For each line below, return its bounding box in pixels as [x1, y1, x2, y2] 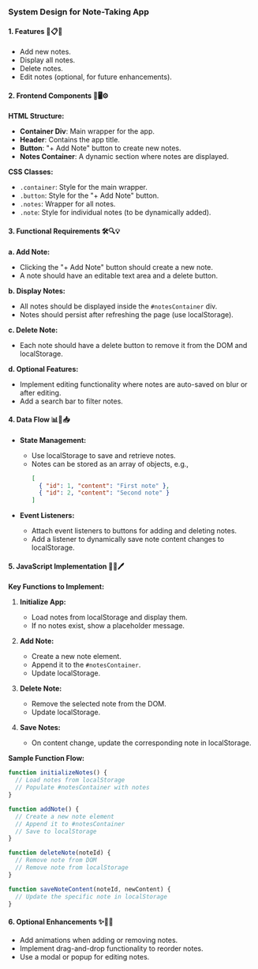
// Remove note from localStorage [15, 864, 129, 872]
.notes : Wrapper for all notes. [19, 199, 116, 209]
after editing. [19, 388, 62, 397]
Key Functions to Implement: [8, 582, 105, 592]
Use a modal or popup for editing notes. [19, 952, 150, 961]
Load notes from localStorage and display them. [31, 612, 188, 623]
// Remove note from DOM [15, 857, 97, 865]
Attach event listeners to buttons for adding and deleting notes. [31, 526, 237, 536]
